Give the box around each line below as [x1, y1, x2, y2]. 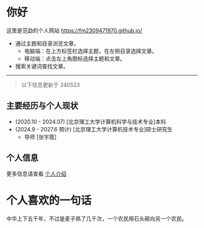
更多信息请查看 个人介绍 [6, 170, 67, 177]
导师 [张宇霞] [24, 133, 56, 140]
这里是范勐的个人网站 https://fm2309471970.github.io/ [6, 27, 143, 34]
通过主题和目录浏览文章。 [15, 40, 80, 47]
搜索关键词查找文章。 [15, 62, 69, 70]
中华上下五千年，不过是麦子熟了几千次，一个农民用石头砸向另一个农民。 [6, 215, 187, 222]
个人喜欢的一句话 [6, 193, 92, 207]
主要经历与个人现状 [6, 101, 78, 111]
